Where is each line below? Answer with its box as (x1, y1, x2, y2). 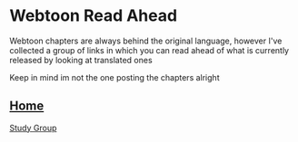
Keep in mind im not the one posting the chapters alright (9, 71, 220, 82)
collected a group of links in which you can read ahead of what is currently (9, 44, 289, 55)
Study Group (9, 122, 57, 133)
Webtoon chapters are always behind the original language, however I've (9, 35, 283, 46)
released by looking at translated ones (9, 54, 153, 65)
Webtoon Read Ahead (9, 5, 178, 26)
